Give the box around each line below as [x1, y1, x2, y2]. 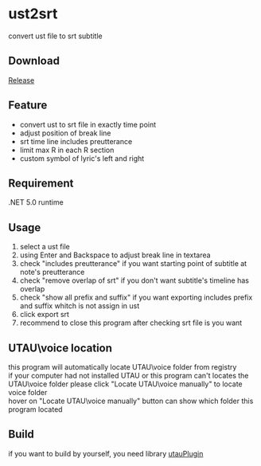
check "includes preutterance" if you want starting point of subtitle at [19, 259, 247, 268]
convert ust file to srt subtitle [8, 31, 103, 41]
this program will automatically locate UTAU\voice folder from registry [8, 362, 237, 371]
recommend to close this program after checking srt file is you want [19, 318, 243, 327]
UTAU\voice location [8, 341, 113, 354]
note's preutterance [19, 268, 85, 277]
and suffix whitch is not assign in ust [19, 301, 140, 311]
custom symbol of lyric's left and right [19, 153, 145, 163]
